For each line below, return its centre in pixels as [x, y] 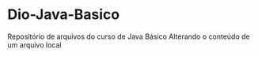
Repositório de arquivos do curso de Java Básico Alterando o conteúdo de [129, 36]
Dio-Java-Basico [64, 15]
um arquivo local [34, 44]
